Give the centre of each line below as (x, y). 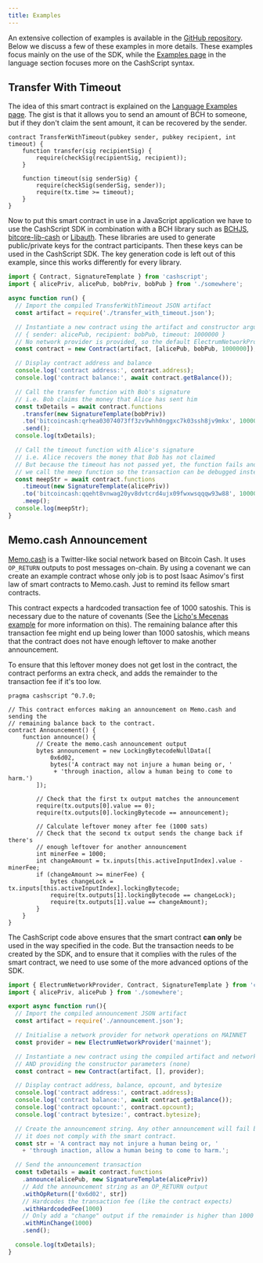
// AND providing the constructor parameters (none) (103, 1064)
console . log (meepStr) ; (52, 509)
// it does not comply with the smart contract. (96, 1136)
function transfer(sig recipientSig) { (87, 151)
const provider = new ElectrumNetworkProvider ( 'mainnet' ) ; (113, 1042)
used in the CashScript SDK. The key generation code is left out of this (122, 254)
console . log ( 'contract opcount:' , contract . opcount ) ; (104, 1107)
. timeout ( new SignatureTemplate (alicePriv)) (96, 487)
